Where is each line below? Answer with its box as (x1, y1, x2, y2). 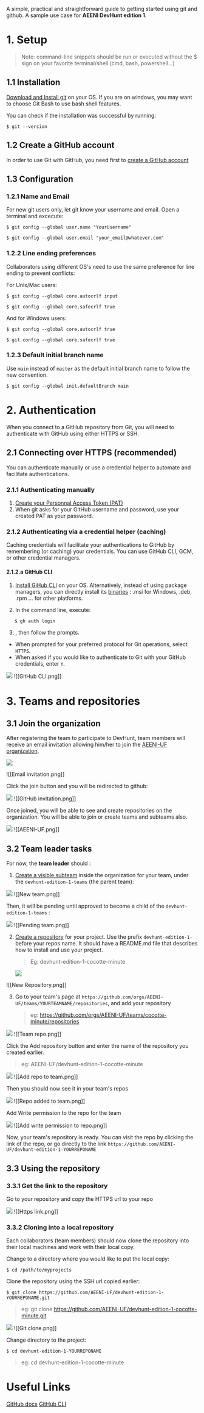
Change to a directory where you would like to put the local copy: (6, 1255, 170, 1262)
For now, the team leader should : (6, 860, 91, 867)
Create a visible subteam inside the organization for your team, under (15, 872, 189, 879)
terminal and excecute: (6, 213, 64, 220)
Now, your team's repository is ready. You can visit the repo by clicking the (6, 1134, 194, 1141)
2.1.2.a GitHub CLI (6, 568, 53, 575)
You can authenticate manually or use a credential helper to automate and (6, 463, 191, 471)
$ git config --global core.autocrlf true (6, 326, 115, 332)
